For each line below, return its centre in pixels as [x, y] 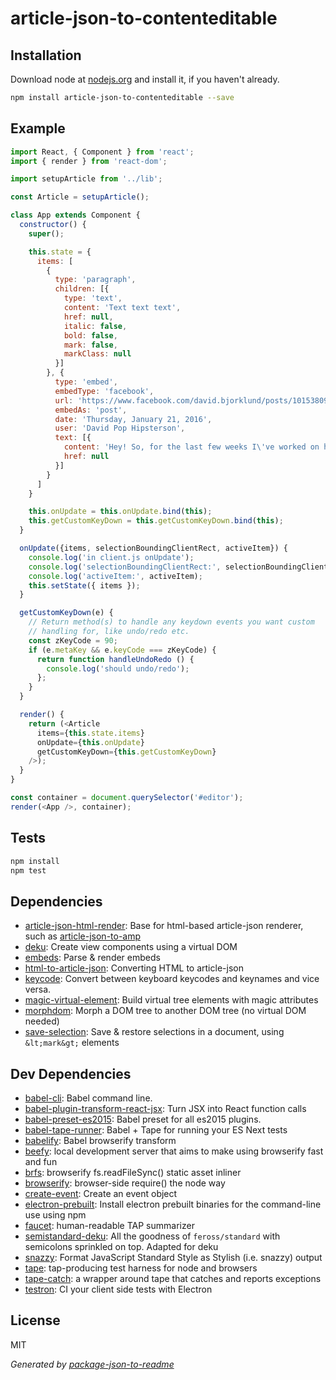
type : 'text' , [93, 298]
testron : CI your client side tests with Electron [118, 1289]
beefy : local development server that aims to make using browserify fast [174, 1151]
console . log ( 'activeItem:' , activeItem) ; [115, 576]
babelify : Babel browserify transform [100, 1140]
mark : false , [90, 345]
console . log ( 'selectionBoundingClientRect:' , [125, 567]
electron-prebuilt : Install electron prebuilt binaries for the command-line [173, 1204]
